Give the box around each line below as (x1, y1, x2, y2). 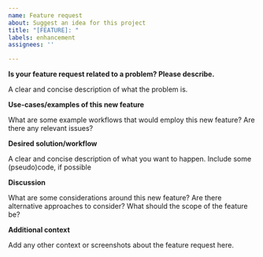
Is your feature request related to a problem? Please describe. (8, 69, 215, 79)
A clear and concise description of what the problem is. (8, 84, 188, 95)
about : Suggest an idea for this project (8, 19, 146, 27)
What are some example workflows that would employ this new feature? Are (8, 115, 255, 125)
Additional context (8, 225, 71, 235)
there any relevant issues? (8, 124, 93, 133)
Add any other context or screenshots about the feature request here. (8, 240, 235, 250)
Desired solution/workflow (8, 139, 98, 148)
